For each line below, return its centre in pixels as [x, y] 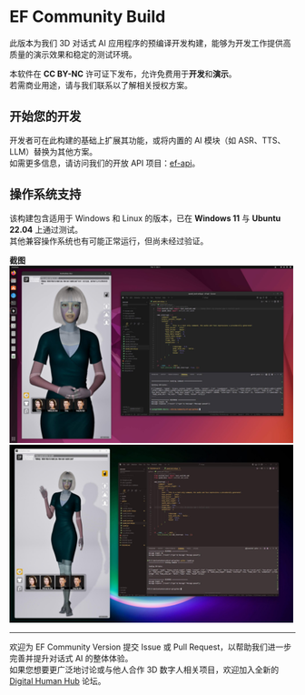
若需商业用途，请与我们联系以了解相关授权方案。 [101, 85]
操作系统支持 [45, 194]
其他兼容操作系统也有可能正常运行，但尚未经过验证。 [109, 241]
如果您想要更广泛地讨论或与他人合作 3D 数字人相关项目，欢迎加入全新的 [144, 670]
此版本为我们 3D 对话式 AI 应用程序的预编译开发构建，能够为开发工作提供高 [150, 43]
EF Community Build [88, 17]
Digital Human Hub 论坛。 [58, 680]
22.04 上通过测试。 [46, 229]
